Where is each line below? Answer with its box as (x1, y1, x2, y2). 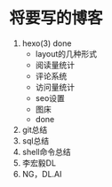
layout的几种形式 (35, 48, 98, 58)
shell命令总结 (21, 146, 71, 157)
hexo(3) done (21, 37, 72, 49)
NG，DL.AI (21, 168, 62, 179)
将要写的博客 (9, 8, 104, 28)
